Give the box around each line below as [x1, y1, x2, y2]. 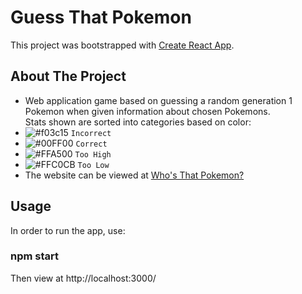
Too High [74, 149, 112, 160]
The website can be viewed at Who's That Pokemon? [24, 169, 245, 181]
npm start [10, 249, 60, 263]
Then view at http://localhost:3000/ [10, 272, 157, 284]
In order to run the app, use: [10, 224, 126, 236]
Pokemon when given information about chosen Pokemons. [24, 105, 271, 117]
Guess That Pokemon [10, 6, 192, 29]
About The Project [10, 68, 127, 85]
